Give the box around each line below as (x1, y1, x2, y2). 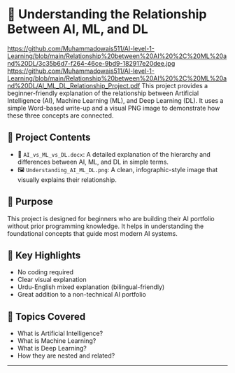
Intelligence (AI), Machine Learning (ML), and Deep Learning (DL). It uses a (7, 96, 224, 104)
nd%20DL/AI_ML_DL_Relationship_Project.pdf (7, 81, 141, 90)
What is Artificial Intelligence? (17, 329, 104, 338)
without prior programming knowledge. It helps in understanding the (7, 222, 204, 230)
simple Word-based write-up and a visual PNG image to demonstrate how (7, 104, 220, 112)
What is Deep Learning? (17, 344, 87, 353)
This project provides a (141, 81, 208, 90)
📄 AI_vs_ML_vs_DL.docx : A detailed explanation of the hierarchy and (17, 150, 211, 158)
